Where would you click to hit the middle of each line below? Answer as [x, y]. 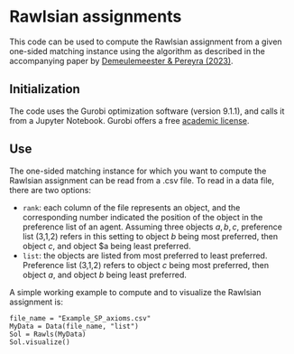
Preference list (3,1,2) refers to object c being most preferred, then [145, 265]
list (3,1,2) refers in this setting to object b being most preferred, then [150, 236]
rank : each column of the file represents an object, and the [131, 207]
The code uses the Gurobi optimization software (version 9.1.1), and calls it [147, 111]
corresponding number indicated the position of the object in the [142, 217]
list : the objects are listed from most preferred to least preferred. [145, 256]
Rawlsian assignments [96, 17]
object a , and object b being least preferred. [105, 275]
